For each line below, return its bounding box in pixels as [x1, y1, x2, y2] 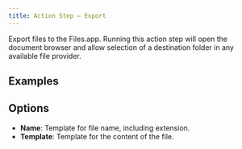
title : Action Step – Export [8, 11, 106, 20]
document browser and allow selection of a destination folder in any [8, 42, 234, 52]
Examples [8, 74, 59, 89]
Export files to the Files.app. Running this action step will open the [8, 34, 228, 43]
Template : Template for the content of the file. [19, 131, 174, 141]
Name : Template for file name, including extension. [19, 122, 190, 133]
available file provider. [8, 51, 82, 60]
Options [8, 101, 50, 115]
